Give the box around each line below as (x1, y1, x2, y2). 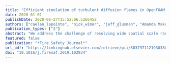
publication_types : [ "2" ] (5, 26, 60, 31)
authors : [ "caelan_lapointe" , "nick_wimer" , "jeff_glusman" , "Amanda (5, 21, 156, 27)
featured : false (5, 36, 40, 41)
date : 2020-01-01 (5, 12, 42, 17)
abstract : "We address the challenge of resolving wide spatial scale (5, 31, 158, 36)
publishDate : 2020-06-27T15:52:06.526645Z (5, 17, 97, 22)
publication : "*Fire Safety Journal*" (5, 41, 88, 46)
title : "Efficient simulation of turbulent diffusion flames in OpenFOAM (5, 7, 165, 13)
